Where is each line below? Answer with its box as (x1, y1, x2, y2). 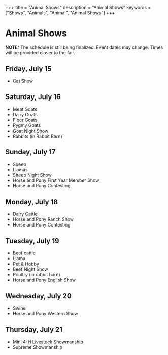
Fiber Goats (12, 117, 38, 123)
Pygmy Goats (12, 122, 41, 128)
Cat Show (12, 78, 33, 84)
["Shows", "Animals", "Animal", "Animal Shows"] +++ (5, 10, 115, 16)
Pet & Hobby (12, 261, 39, 267)
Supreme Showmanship (12, 344, 63, 350)
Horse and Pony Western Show (12, 310, 78, 316)
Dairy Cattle (12, 211, 38, 217)
